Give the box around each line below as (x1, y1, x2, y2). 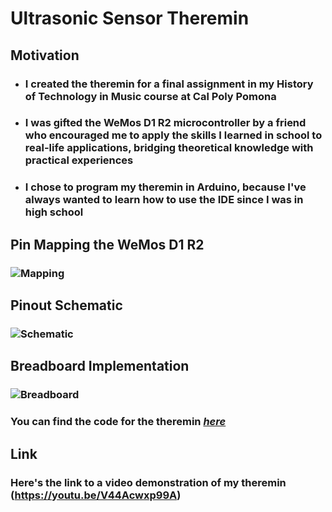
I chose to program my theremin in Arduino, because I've (24, 180, 307, 194)
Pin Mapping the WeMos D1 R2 (10, 236, 205, 253)
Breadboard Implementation (10, 358, 190, 375)
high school (24, 205, 84, 219)
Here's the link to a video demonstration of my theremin (10, 475, 287, 489)
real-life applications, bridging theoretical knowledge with (24, 141, 314, 155)
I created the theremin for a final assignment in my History (24, 77, 314, 91)
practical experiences (24, 153, 134, 167)
